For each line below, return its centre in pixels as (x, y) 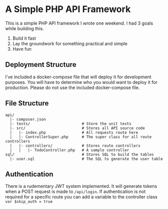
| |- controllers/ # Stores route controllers (75, 146)
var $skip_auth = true (29, 202)
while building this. (25, 28)
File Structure (27, 103)
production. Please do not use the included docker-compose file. (72, 87)
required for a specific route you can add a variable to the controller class (81, 197)
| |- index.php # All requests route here (74, 132)
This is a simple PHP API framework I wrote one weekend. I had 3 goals (79, 23)
